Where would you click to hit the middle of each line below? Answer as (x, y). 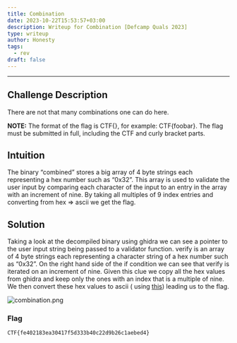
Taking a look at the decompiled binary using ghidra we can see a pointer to (117, 241)
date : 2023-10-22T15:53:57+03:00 (56, 20)
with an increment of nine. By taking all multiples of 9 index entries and (110, 195)
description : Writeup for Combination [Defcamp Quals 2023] (98, 27)
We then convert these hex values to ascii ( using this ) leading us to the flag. (118, 287)
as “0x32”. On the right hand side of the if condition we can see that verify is (119, 264)
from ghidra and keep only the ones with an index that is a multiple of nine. (116, 279)
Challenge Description (57, 95)
